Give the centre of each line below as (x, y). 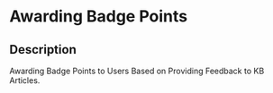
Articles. (25, 80)
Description (43, 50)
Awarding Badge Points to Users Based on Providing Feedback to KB (137, 71)
